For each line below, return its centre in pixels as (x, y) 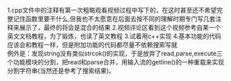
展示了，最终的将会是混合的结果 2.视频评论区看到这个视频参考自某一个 (120, 27)
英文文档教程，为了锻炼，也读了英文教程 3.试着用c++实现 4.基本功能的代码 (114, 36)
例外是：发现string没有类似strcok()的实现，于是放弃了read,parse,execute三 (115, 53)
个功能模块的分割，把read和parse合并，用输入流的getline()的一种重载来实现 (115, 62)
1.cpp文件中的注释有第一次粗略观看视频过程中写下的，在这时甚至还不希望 (112, 10)
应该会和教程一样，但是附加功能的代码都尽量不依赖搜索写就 (92, 45)
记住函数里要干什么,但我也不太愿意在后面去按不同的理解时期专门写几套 (114, 19)
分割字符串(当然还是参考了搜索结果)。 (61, 71)
